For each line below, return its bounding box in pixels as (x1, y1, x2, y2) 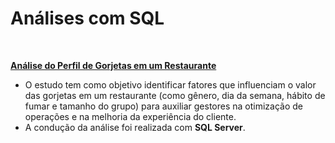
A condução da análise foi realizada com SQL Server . (24, 121, 246, 133)
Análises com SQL (10, 7, 165, 30)
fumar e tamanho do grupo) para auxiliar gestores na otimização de (24, 100, 304, 112)
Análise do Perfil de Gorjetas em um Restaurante (10, 59, 217, 71)
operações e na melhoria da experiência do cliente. (24, 110, 237, 122)
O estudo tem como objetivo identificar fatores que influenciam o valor (24, 78, 317, 91)
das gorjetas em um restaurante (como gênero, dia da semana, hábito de (24, 89, 326, 101)
